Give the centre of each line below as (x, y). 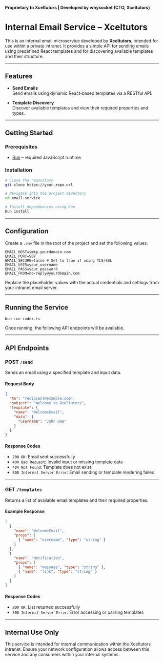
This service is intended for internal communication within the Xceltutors (78, 644)
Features (19, 76)
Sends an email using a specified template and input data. (63, 372)
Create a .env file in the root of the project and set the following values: (77, 243)
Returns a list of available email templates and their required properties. (77, 500)
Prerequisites (21, 147)
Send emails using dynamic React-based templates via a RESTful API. (82, 93)
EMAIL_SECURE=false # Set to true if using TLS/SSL (59, 260)
